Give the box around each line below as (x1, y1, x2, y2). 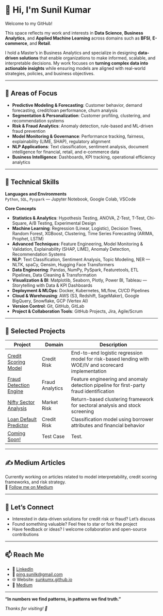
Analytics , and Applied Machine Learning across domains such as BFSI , (5, 35, 152, 41)
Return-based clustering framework (71, 396, 154, 403)
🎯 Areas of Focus (5, 89, 58, 98)
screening (71, 408, 94, 415)
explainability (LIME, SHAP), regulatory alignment (12, 139, 111, 144)
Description (99, 341, 128, 348)
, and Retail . (27, 40, 51, 46)
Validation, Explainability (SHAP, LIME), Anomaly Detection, (12, 246, 130, 252)
